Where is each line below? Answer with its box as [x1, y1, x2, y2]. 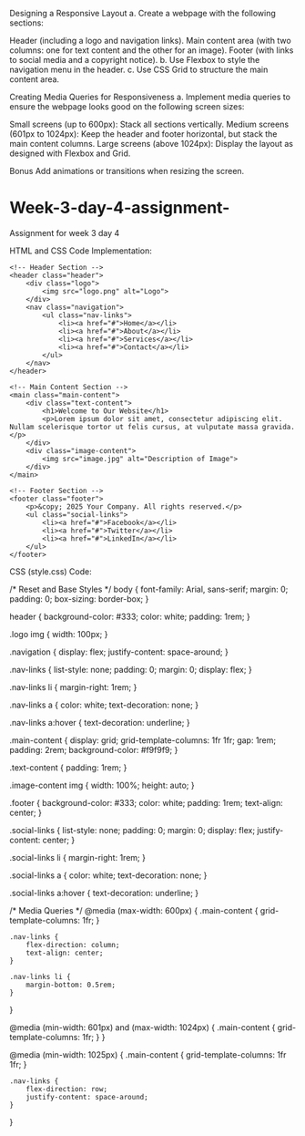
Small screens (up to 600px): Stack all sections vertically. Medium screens [9, 119, 290, 129]
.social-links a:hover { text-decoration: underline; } [9, 887, 199, 898]
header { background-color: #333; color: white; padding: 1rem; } [9, 611, 250, 622]
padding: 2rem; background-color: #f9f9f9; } [9, 744, 178, 755]
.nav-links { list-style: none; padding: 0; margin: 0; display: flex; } [9, 664, 252, 675]
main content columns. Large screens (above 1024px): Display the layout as [9, 139, 294, 149]
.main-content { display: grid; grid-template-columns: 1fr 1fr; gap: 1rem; [9, 734, 277, 746]
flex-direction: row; [25, 1084, 107, 1093]
